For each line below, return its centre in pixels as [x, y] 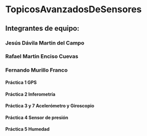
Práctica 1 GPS [21, 82]
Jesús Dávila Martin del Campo [45, 43]
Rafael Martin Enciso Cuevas [42, 56]
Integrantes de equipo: [42, 28]
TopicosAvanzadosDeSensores [73, 9]
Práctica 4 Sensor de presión [37, 117]
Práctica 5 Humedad [27, 129]
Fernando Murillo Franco [37, 70]
